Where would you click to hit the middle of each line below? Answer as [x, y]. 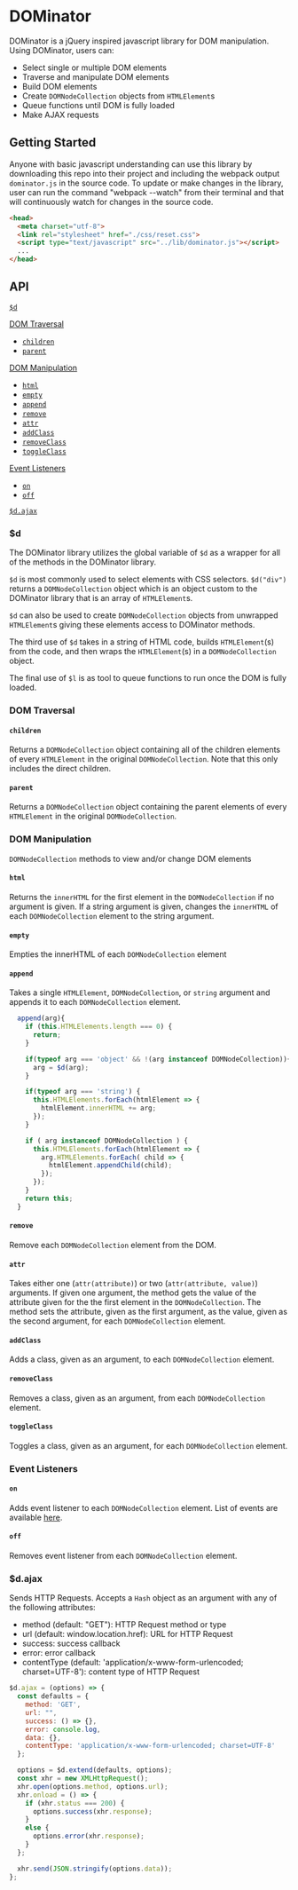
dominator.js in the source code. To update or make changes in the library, [146, 183]
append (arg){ [41, 1018]
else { [37, 1828]
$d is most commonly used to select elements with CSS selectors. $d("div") [148, 580]
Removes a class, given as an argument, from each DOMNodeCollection [137, 1398]
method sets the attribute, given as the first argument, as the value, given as [149, 1312]
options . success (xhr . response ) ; [92, 1811]
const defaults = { [53, 1696]
